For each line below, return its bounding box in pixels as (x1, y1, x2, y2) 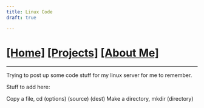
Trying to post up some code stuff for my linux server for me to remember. (6, 72, 192, 79)
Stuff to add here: (6, 83, 50, 91)
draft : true (6, 15, 36, 21)
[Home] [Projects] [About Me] (6, 46, 159, 59)
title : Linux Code (6, 8, 53, 15)
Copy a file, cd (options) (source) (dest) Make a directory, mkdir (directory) (6, 95, 194, 103)
